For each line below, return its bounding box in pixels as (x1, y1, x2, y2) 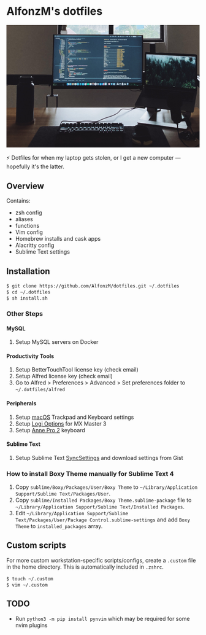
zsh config (15, 209, 42, 216)
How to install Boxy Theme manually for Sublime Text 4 (6, 469, 174, 478)
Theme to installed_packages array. (15, 523, 103, 530)
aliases (15, 216, 34, 223)
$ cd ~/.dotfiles (6, 289, 51, 295)
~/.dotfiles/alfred (15, 387, 66, 393)
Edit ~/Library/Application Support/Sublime (15, 510, 129, 517)
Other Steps (6, 309, 43, 317)
